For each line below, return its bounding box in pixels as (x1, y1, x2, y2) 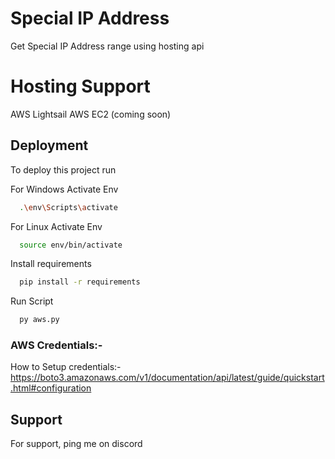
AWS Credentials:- (10, 338, 103, 352)
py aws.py (19, 315, 60, 325)
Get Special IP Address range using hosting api (10, 40, 205, 52)
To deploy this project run (10, 163, 117, 176)
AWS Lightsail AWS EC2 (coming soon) (10, 108, 172, 120)
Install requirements (10, 258, 92, 270)
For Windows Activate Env (10, 183, 119, 195)
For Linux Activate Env (10, 220, 103, 232)
